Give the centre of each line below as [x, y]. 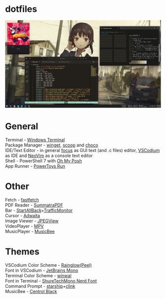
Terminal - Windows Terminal [35, 140]
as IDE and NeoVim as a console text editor [49, 156]
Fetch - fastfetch [22, 200]
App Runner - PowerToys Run [35, 166]
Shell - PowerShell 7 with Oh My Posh [44, 161]
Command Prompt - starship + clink [40, 286]
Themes [22, 251]
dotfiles [21, 9]
